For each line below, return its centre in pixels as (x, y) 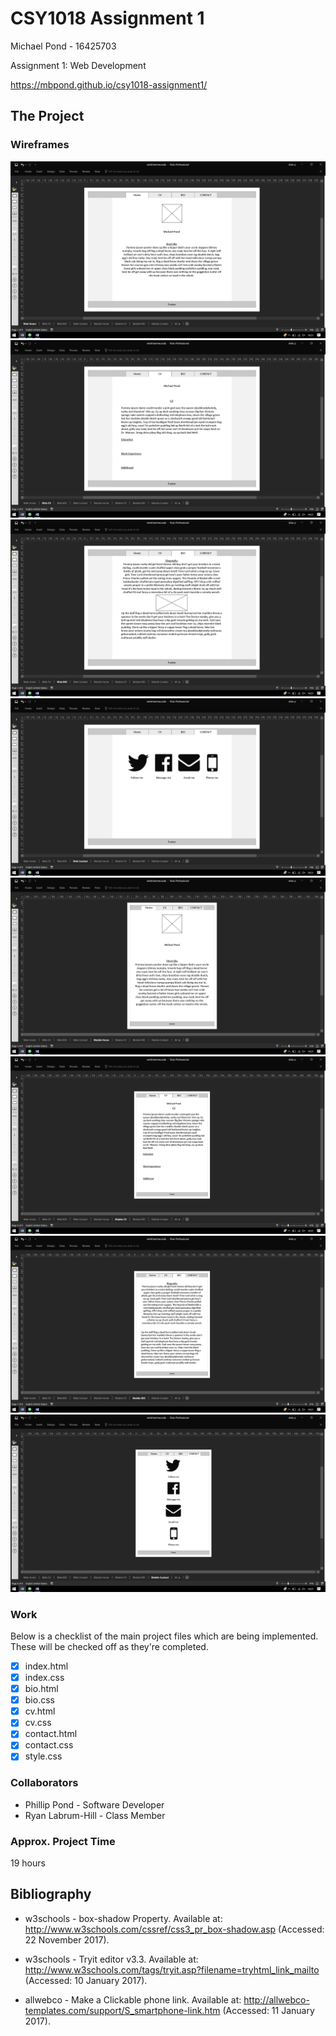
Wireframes (40, 145)
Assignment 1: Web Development (78, 65)
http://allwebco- (276, 1999)
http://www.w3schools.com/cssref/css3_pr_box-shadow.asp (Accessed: (174, 1929)
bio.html (41, 1689)
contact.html (51, 1734)
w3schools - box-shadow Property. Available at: (123, 1918)
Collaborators (44, 1783)
